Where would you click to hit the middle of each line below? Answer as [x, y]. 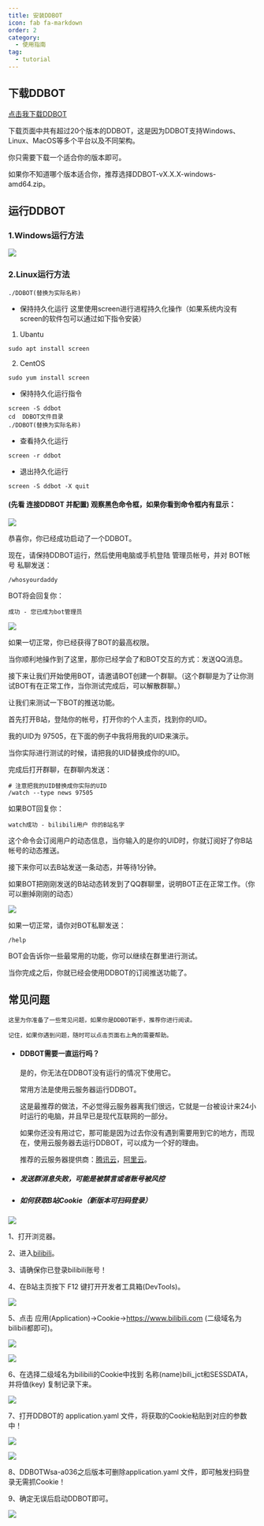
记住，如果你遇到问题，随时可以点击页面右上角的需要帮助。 [90, 1035]
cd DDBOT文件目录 [36, 416]
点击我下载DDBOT [37, 114]
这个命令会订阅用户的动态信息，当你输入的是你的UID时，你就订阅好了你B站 [130, 840]
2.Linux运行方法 [39, 274]
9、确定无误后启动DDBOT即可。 [60, 1498]
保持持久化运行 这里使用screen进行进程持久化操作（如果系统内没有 [128, 308]
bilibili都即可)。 [33, 1328]
